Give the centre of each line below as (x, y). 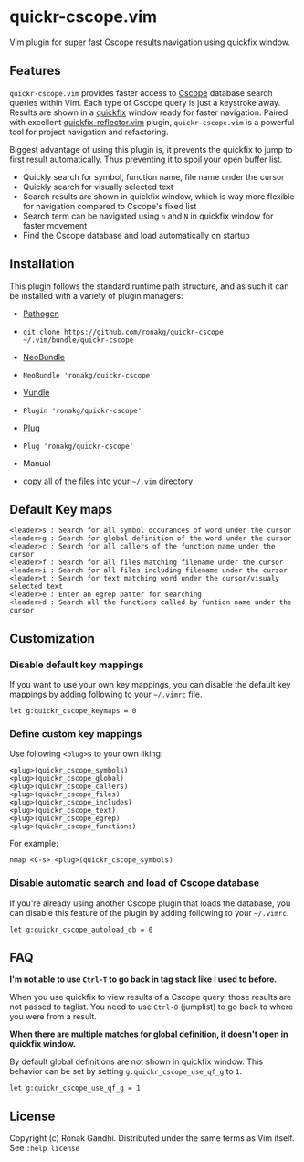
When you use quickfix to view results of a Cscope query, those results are (151, 997)
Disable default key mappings (77, 665)
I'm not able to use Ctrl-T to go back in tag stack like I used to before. (143, 979)
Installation (42, 264)
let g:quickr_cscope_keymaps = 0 (73, 711)
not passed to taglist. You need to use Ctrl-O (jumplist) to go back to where (152, 1007)
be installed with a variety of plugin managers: (97, 295)
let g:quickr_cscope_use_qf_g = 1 (75, 1088)
